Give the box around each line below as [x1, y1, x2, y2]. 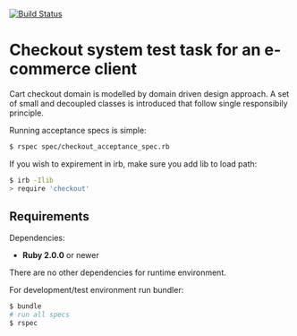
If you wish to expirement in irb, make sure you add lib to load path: [9, 158, 258, 169]
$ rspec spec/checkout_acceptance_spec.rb [9, 142, 170, 151]
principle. [9, 108, 45, 118]
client [93, 59, 137, 80]
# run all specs [9, 310, 70, 320]
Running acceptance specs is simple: [9, 125, 147, 135]
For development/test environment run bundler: [9, 285, 184, 296]
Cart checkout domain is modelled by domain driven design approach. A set [9, 88, 290, 99]
